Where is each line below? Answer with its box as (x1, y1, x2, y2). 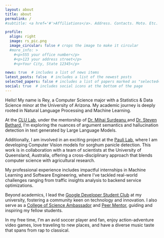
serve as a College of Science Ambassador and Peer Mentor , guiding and (5, 202, 153, 208)
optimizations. (5, 182, 34, 188)
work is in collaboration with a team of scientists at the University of (5, 147, 142, 153)
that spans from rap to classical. (5, 227, 70, 233)
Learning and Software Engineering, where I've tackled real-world (5, 172, 138, 178)
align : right (9, 34, 36, 39)
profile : (5, 30, 23, 35)
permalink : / (5, 16, 32, 21)
